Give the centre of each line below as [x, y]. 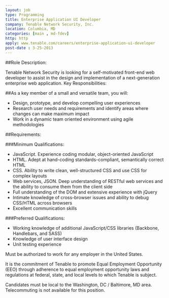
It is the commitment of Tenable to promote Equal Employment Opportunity [84, 264]
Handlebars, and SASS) [37, 233]
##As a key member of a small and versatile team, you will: [67, 93]
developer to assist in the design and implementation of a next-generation [82, 77]
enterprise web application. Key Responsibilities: [56, 83]
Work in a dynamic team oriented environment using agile [73, 119]
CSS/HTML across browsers [42, 203]
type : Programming [25, 15]
